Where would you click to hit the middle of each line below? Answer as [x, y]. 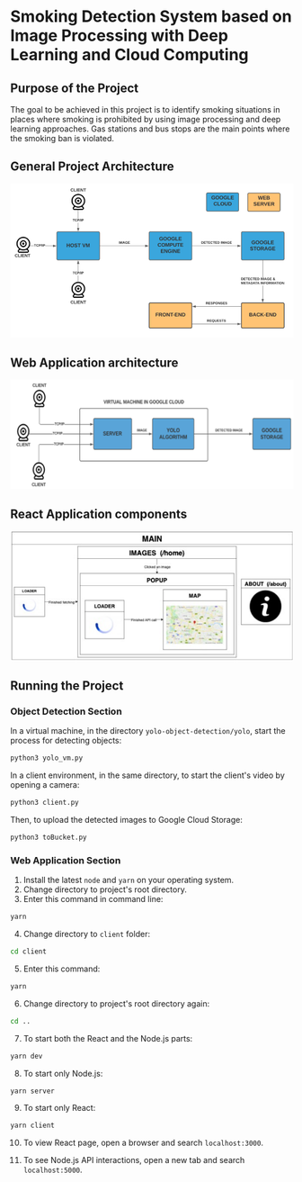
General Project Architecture [92, 167]
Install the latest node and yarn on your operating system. [129, 880]
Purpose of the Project [75, 88]
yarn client [32, 1126]
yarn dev [27, 1056]
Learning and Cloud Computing [130, 55]
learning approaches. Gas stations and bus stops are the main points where [150, 129]
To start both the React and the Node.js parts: [108, 1038]
